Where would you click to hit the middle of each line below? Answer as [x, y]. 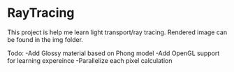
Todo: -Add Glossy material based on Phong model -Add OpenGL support [114, 53]
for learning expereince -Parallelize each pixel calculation [90, 60]
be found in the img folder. [45, 39]
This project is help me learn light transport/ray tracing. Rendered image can [117, 32]
